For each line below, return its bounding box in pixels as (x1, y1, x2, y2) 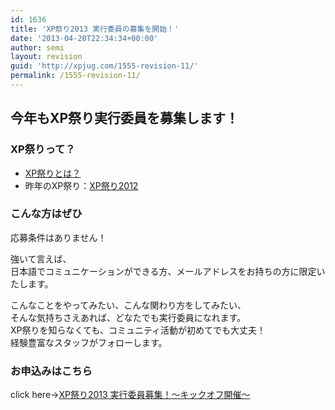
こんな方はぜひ (10, 207, 83, 221)
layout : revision (10, 52, 83, 62)
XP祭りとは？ (24, 167, 82, 179)
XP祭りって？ (10, 142, 76, 156)
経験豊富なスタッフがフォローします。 (10, 336, 168, 348)
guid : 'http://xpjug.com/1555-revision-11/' (10, 61, 199, 71)
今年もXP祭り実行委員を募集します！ (10, 110, 240, 127)
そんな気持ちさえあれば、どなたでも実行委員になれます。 (10, 311, 247, 323)
